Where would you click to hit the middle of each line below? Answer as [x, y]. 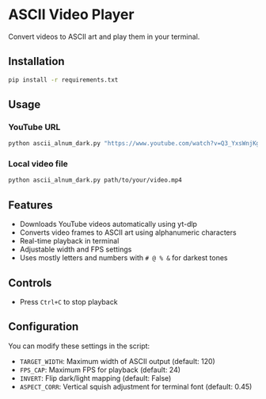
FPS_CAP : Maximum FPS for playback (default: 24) [100, 370]
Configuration [44, 327]
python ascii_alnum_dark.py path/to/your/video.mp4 [95, 180]
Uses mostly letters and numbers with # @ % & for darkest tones [123, 258]
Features [30, 205]
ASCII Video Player [71, 15]
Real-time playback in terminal [69, 241]
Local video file [38, 164]
